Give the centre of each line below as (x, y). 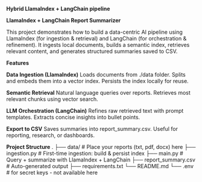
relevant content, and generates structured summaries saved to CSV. (92, 51)
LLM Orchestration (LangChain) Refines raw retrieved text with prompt (95, 111)
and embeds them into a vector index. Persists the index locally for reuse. (97, 81)
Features (17, 63)
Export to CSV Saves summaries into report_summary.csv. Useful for (92, 129)
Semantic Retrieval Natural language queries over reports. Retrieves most (99, 93)
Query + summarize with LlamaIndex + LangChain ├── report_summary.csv (101, 160)
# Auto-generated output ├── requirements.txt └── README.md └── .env (100, 166)
